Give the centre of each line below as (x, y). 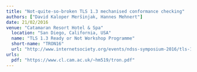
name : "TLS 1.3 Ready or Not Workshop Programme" (73, 38)
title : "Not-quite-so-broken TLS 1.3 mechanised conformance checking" (95, 11)
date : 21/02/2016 (27, 22)
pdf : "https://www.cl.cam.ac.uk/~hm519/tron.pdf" (73, 60)
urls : (13, 55)
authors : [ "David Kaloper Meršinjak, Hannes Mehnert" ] (74, 17)
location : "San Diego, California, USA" (61, 33)
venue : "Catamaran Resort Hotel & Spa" (55, 28)
